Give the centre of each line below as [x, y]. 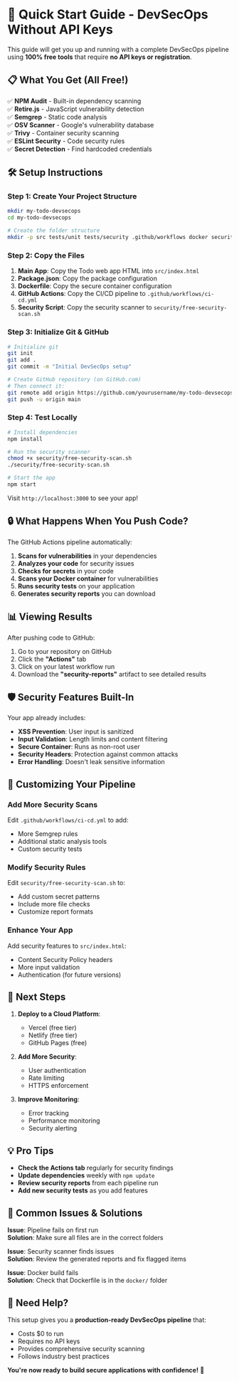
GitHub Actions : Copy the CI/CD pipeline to [81, 294]
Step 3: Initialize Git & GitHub [58, 332]
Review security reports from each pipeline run [88, 1183]
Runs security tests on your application [76, 586]
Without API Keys [60, 30]
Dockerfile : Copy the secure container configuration [95, 286]
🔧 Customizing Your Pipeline [71, 784]
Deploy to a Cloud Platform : [59, 1014]
